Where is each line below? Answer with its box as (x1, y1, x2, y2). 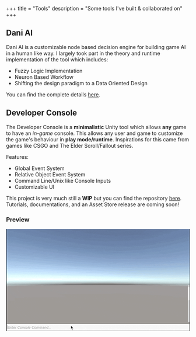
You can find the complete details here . (6, 91, 100, 98)
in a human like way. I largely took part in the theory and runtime (6, 50, 160, 57)
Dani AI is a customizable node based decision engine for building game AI (6, 43, 186, 50)
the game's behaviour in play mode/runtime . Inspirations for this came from (6, 136, 190, 143)
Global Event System (14, 165, 65, 172)
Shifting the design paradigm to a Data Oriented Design (14, 79, 148, 86)
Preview (6, 216, 30, 224)
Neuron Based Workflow (14, 73, 74, 81)
